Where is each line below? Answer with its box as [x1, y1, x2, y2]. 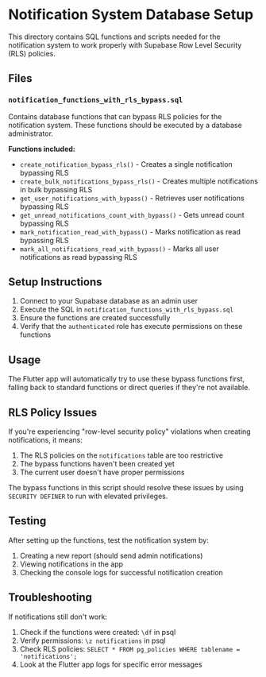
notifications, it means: [8, 435, 83, 445]
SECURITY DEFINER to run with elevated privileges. [8, 491, 168, 501]
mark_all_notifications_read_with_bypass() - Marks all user [19, 244, 220, 253]
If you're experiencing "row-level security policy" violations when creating [8, 427, 252, 436]
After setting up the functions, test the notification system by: [8, 535, 209, 545]
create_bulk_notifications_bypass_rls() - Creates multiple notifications [19, 176, 258, 186]
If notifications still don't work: [8, 612, 107, 621]
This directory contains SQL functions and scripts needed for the [8, 32, 221, 41]
